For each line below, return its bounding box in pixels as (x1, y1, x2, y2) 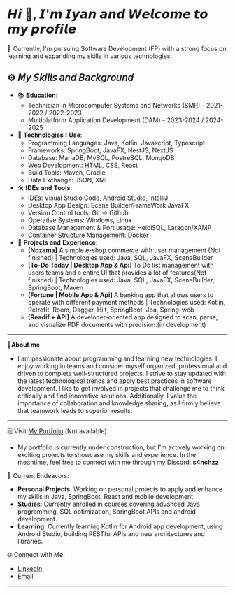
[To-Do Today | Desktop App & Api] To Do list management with (27, 261, 214, 269)
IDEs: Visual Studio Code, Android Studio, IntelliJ (27, 194, 169, 202)
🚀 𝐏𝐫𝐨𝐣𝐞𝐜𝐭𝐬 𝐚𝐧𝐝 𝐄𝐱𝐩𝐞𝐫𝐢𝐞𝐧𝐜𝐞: (17, 238, 98, 247)
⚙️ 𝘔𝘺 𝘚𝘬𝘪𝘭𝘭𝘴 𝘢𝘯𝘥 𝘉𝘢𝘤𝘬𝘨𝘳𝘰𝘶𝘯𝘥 (7, 72, 134, 84)
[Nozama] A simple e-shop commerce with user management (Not (27, 246, 221, 254)
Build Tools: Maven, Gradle (27, 168, 106, 177)
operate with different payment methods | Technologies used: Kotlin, (27, 298, 226, 306)
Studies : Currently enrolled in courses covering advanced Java (17, 500, 201, 508)
